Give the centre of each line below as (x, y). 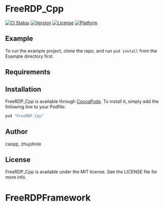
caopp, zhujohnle (23, 144)
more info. (16, 177)
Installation (23, 89)
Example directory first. (30, 56)
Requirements (28, 72)
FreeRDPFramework (48, 198)
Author (16, 132)
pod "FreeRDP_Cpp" (24, 116)
